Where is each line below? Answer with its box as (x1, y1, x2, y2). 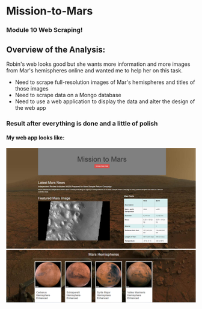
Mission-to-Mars (6, 4, 93, 18)
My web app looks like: (6, 134, 65, 141)
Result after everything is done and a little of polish (6, 119, 158, 127)
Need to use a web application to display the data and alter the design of (14, 98, 195, 105)
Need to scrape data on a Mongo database (14, 91, 121, 98)
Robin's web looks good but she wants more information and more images (6, 60, 191, 68)
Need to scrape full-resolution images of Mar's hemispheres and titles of (14, 78, 195, 86)
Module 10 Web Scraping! (6, 26, 83, 34)
